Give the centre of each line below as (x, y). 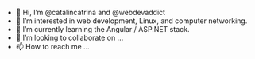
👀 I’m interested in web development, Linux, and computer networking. (131, 21)
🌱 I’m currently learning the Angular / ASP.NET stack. (102, 29)
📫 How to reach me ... (52, 47)
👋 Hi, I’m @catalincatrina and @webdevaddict (90, 12)
